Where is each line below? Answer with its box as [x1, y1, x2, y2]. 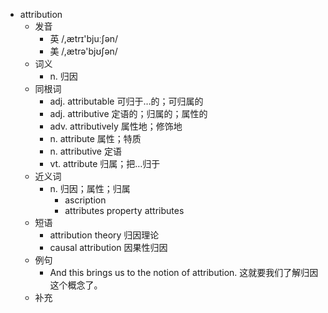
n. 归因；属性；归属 [49, 183, 131, 194]
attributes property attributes [64, 205, 185, 216]
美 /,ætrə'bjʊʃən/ [49, 45, 118, 57]
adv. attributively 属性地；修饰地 [49, 120, 183, 132]
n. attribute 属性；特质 [49, 133, 142, 144]
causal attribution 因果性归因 [49, 242, 168, 253]
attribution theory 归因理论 [49, 229, 160, 241]
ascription [64, 194, 107, 206]
